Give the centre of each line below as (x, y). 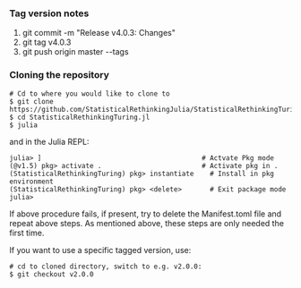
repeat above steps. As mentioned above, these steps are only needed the (147, 223)
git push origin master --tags (75, 52)
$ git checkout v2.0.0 (52, 274)
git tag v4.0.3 (47, 42)
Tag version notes (49, 13)
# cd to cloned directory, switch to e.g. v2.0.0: (106, 267)
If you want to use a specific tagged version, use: (100, 250)
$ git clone (31, 101)
